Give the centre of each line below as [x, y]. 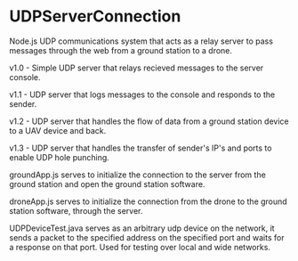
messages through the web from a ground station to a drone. [121, 50]
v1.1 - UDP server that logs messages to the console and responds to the [142, 94]
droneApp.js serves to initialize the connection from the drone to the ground [148, 201]
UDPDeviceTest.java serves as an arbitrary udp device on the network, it [142, 228]
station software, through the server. [76, 210]
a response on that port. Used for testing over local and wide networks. [140, 247]
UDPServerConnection [95, 16]
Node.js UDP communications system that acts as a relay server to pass [141, 41]
